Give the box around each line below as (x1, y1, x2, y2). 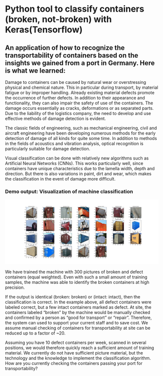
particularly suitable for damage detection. (5, 146, 91, 152)
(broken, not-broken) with (5, 14, 112, 25)
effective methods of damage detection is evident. (5, 116, 106, 121)
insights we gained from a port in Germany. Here (5, 59, 155, 67)
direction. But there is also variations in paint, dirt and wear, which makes (5, 171, 152, 177)
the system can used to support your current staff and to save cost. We (5, 319, 148, 325)
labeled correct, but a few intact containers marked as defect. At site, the (5, 304, 152, 310)
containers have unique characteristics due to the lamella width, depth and (5, 166, 155, 171)
